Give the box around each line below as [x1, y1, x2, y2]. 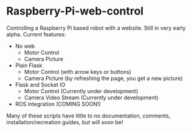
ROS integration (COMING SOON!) [15, 100, 101, 107]
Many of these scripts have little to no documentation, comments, [6, 112, 171, 119]
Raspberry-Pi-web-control [6, 4, 144, 18]
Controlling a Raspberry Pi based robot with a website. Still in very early [6, 24, 186, 31]
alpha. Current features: [6, 30, 66, 38]
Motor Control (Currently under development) [24, 87, 139, 94]
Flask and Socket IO [15, 81, 66, 88]
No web [15, 42, 35, 50]
